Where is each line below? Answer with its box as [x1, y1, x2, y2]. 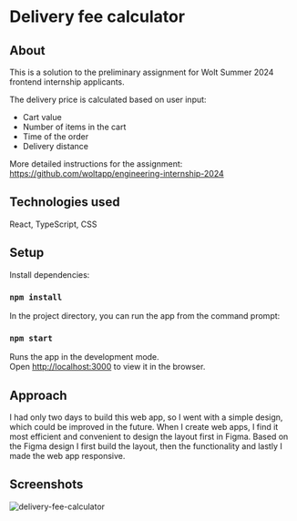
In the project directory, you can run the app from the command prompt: [9, 310, 281, 321]
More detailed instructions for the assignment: [9, 158, 183, 169]
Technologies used [9, 194, 120, 210]
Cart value [22, 112, 62, 122]
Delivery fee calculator [9, 6, 185, 27]
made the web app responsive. [9, 451, 126, 462]
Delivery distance [22, 141, 89, 151]
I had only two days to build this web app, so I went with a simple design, [9, 412, 283, 423]
